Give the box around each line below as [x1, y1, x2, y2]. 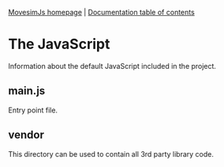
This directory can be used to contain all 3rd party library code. [8, 149, 215, 158]
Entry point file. [8, 105, 58, 115]
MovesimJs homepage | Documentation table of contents [8, 8, 195, 17]
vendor [8, 128, 45, 142]
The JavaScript [8, 36, 110, 53]
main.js [8, 84, 46, 98]
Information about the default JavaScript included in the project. [8, 61, 217, 70]
